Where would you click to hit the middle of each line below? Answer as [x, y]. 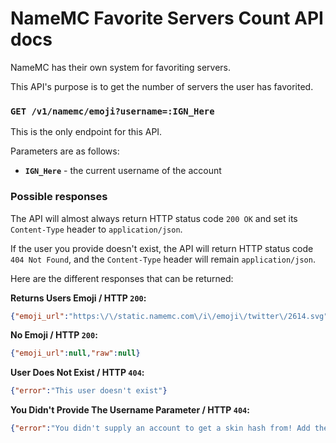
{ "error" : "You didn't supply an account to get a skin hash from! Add [160, 428]
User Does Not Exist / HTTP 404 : [77, 373]
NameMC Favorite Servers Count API [167, 18]
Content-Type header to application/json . [96, 229]
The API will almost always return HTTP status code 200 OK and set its [154, 218]
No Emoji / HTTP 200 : [54, 335]
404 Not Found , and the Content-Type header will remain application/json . [163, 259]
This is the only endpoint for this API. [86, 132]
